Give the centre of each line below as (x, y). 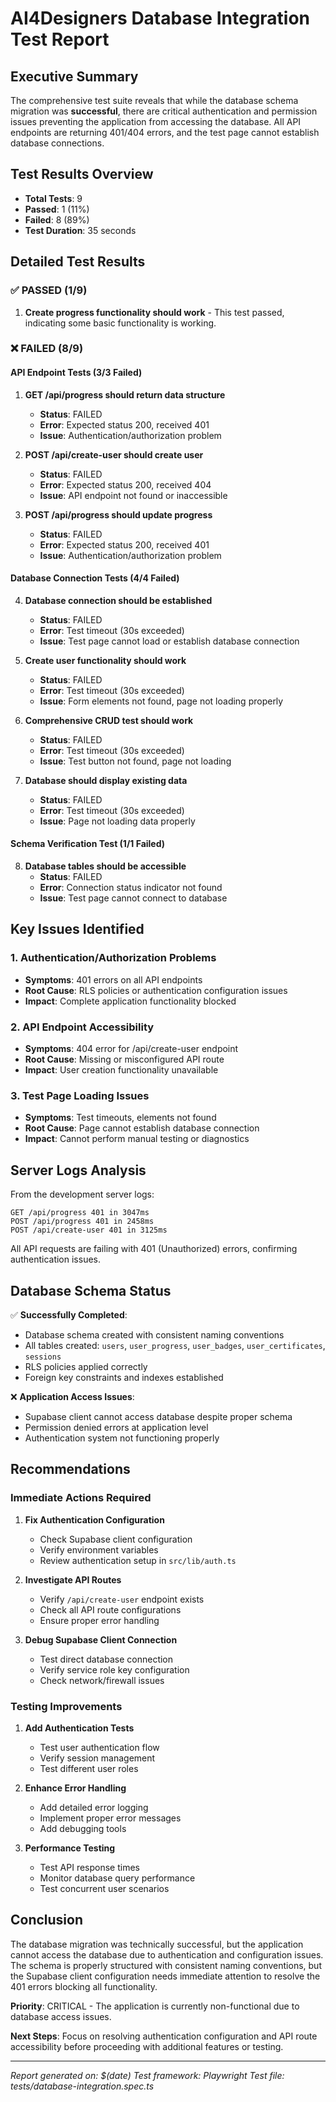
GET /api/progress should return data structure (125, 394)
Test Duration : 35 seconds (80, 230)
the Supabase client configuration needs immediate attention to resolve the (165, 1976)
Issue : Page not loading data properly (117, 821)
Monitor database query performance (117, 1878)
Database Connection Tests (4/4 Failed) (95, 578)
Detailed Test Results (78, 262)
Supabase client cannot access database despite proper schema (158, 1416)
